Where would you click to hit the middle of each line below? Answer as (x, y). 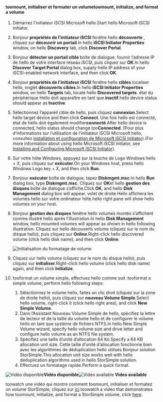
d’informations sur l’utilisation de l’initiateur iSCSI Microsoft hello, (77, 133)
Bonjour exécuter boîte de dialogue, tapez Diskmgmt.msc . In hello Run (83, 178)
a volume (15, 12)
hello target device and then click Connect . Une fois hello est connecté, (84, 118)
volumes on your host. (35, 204)
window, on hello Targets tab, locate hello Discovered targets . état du (83, 93)
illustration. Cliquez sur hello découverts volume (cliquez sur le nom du (83, 229)
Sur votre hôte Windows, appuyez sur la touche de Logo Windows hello (84, 158)
